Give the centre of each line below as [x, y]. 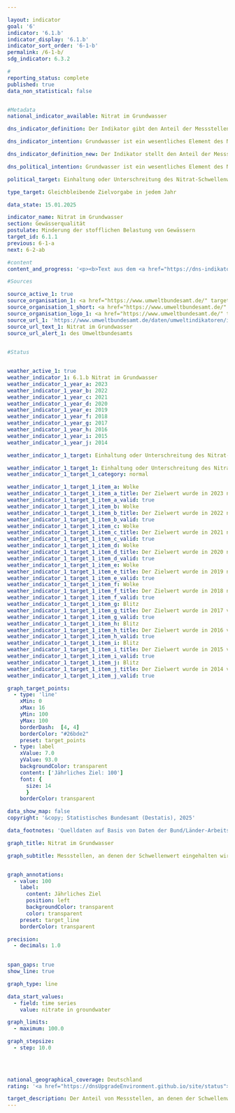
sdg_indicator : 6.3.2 [39, 59]
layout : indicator [34, 20]
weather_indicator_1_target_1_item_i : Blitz [73, 643]
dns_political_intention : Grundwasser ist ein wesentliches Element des [115, 166]
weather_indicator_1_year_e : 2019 [58, 410]
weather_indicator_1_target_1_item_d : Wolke [73, 546]
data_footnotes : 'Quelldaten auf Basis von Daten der [87, 830]
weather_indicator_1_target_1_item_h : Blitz [73, 623]
